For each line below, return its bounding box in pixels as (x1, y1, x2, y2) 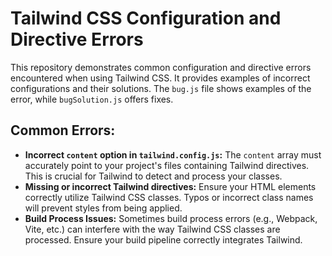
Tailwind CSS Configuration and (10, 7, 282, 30)
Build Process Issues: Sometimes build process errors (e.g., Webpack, (24, 212, 318, 224)
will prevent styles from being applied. (24, 202, 183, 214)
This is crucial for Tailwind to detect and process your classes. (24, 170, 283, 182)
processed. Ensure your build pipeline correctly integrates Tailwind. (24, 233, 303, 246)
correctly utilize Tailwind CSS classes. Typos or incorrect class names (24, 191, 314, 203)
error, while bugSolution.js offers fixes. (10, 93, 174, 105)
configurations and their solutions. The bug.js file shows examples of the (10, 82, 312, 94)
